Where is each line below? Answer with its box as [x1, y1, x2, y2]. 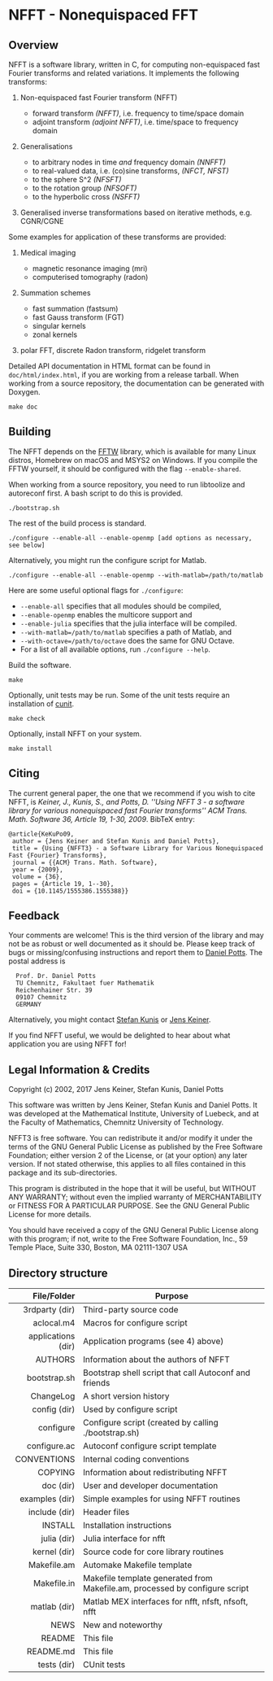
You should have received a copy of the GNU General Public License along [8, 1225, 258, 1235]
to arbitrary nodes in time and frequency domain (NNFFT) [32, 157, 226, 167]
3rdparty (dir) [23, 1304, 76, 1316]
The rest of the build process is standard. [8, 518, 146, 528]
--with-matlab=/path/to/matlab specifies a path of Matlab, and [19, 627, 232, 636]
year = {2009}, [11, 865, 63, 874]
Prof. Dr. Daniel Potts [15, 972, 96, 980]
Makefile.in [32, 1578, 76, 1589]
